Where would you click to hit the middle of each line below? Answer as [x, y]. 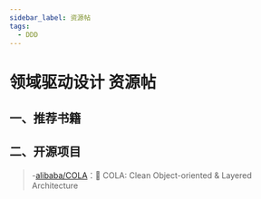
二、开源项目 [45, 152]
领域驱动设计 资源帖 [83, 82]
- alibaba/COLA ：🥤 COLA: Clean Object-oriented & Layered [141, 175]
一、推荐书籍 [45, 118]
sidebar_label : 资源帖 [50, 18]
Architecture [55, 185]
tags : [19, 26]
